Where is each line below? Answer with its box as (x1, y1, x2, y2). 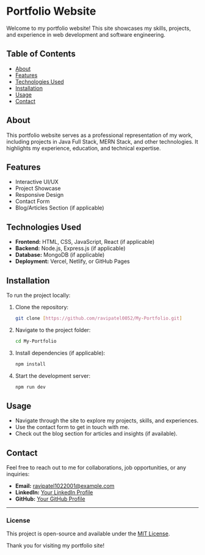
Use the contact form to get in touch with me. (15, 424, 130, 431)
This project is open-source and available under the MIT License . (6, 530, 170, 537)
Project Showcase (15, 185, 61, 192)
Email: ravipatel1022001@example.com (15, 482, 115, 490)
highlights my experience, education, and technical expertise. (6, 144, 161, 152)
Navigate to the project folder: (15, 326, 91, 334)
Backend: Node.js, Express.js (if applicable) (15, 244, 126, 252)
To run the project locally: (6, 292, 71, 299)
